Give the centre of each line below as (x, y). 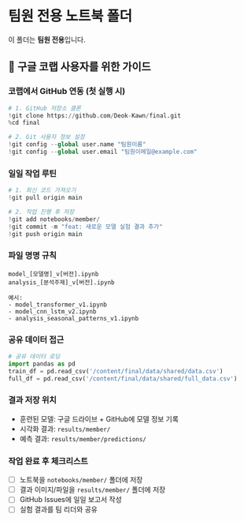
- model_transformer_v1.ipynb (58, 305)
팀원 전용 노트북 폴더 (70, 16)
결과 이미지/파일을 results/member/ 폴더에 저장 (92, 489)
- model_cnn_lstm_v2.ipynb (52, 311)
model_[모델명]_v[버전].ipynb (54, 274)
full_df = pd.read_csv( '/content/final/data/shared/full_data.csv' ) (123, 379)
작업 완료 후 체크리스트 (48, 461)
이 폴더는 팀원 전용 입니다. (47, 39)
